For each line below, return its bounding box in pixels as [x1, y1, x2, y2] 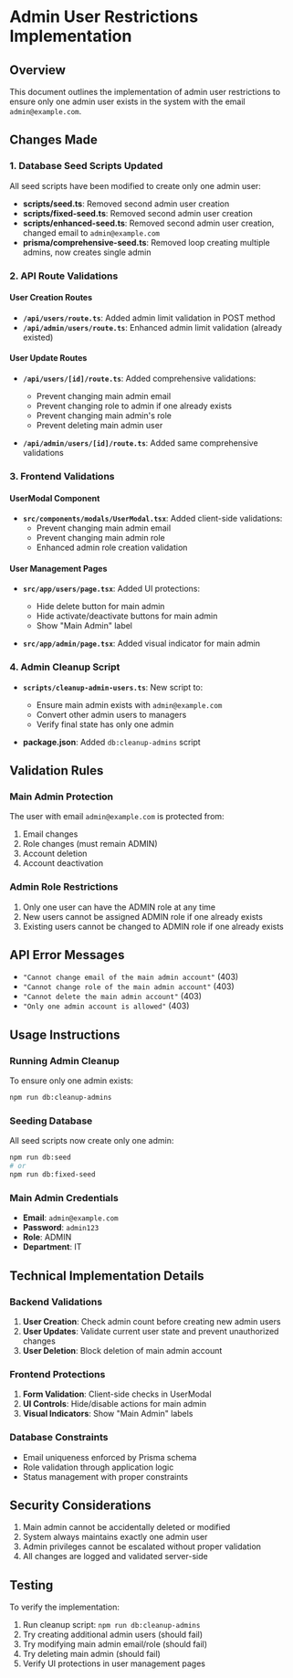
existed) [22, 332, 54, 343]
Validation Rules [9, 763, 104, 778]
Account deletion [22, 848, 88, 860]
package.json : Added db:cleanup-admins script [22, 736, 201, 747]
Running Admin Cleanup [9, 1054, 120, 1067]
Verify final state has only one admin [36, 719, 174, 730]
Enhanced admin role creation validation [36, 542, 188, 554]
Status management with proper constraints [22, 1471, 189, 1482]
